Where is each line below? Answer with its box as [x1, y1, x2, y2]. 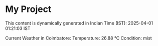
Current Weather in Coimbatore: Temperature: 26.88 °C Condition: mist [5, 35, 152, 41]
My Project [5, 3, 52, 15]
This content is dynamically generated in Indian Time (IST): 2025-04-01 [5, 20, 153, 26]
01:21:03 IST [5, 25, 31, 31]
